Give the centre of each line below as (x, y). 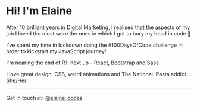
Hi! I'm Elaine (39, 11)
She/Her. (17, 80)
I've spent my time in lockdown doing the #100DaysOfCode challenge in (95, 45)
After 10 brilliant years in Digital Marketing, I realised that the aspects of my (98, 27)
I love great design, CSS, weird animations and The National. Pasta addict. (97, 74)
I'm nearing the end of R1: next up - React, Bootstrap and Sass (82, 63)
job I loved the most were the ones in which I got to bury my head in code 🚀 (99, 33)
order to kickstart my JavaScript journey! (56, 51)
